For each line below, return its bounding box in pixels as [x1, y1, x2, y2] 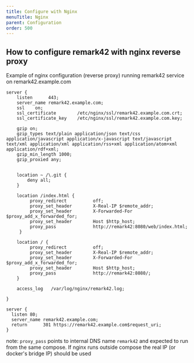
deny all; [27, 178, 51, 184]
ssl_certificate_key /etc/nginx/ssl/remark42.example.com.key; [16, 116, 183, 122]
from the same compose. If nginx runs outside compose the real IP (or [6, 344, 176, 351]
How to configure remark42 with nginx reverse [6, 47, 181, 57]
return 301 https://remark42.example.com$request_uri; [11, 322, 162, 328]
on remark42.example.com [6, 78, 72, 86]
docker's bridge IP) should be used [6, 350, 91, 357]
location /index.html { [16, 193, 75, 199]
